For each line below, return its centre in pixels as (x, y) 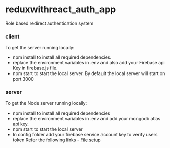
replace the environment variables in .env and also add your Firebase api (89, 63)
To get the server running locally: (40, 48)
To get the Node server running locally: (46, 103)
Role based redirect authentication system (49, 23)
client (12, 36)
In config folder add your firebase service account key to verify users (85, 134)
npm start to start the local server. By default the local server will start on (89, 73)
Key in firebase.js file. (35, 68)
